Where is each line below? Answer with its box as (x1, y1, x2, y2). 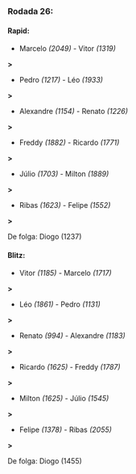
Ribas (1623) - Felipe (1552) (19, 201, 111, 210)
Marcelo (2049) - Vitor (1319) (19, 44, 116, 53)
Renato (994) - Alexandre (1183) (19, 331, 126, 341)
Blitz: (7, 250, 26, 260)
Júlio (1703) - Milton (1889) (19, 169, 109, 179)
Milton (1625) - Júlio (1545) (19, 394, 109, 404)
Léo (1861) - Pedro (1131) (19, 299, 101, 309)
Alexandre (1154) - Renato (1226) (19, 107, 129, 116)
